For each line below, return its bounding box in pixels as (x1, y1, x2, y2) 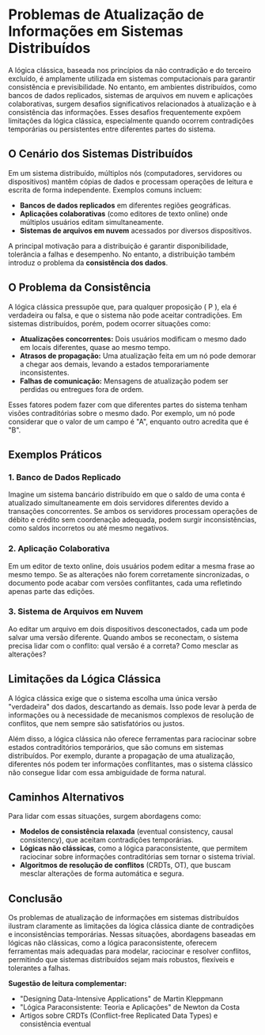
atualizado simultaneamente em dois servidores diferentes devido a (8, 498, 229, 508)
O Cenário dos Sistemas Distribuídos (8, 147, 194, 161)
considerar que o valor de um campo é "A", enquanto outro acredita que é (8, 417, 249, 426)
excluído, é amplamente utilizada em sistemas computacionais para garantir (8, 74, 256, 83)
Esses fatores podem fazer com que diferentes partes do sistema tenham (8, 400, 248, 409)
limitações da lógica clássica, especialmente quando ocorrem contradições (8, 116, 255, 125)
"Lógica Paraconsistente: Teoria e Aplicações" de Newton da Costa (19, 1003, 240, 1012)
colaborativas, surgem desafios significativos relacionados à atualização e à (8, 99, 257, 108)
